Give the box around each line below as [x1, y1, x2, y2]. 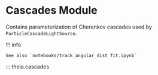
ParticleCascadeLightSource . [5, 29, 77, 36]
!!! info [5, 41, 22, 48]
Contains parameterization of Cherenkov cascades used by [5, 23, 152, 30]
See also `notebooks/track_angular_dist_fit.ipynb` [5, 52, 137, 58]
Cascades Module [5, 4, 98, 17]
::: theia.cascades [5, 63, 49, 70]
